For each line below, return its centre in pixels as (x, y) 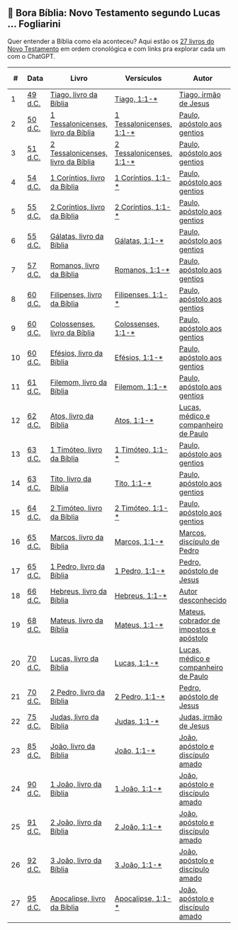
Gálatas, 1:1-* (139, 240)
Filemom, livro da (79, 382)
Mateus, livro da (77, 620)
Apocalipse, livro (78, 898)
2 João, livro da (76, 822)
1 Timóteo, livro (76, 449)
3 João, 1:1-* (138, 865)
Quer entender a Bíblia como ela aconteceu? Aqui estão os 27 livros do (111, 41)
